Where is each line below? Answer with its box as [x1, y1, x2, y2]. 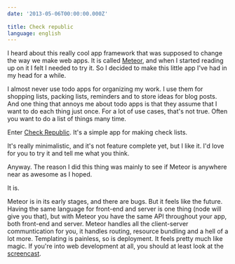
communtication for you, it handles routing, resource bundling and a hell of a [7, 227, 229, 235]
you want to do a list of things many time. [7, 115, 126, 123]
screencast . [7, 249, 42, 258]
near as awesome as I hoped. [7, 170, 93, 179]
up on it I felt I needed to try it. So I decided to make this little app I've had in [7, 64, 227, 72]
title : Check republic [7, 23, 74, 30]
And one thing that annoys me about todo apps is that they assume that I [7, 99, 217, 109]
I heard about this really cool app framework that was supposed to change [7, 49, 223, 57]
